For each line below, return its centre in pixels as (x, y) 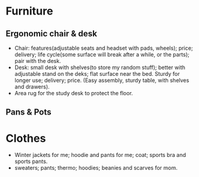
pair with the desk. (38, 61)
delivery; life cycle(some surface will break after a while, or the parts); (102, 55)
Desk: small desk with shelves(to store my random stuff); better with (100, 67)
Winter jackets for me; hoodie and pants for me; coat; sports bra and (100, 155)
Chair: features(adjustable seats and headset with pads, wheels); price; (104, 48)
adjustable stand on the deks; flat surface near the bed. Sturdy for (97, 74)
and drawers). (32, 87)
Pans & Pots (29, 112)
